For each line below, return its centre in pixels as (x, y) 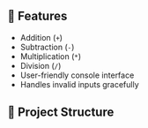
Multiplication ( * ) (51, 56)
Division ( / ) (41, 65)
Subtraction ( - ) (47, 47)
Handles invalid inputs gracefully (79, 84)
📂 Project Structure (61, 113)
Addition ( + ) (41, 37)
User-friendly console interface (77, 75)
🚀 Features (37, 16)
